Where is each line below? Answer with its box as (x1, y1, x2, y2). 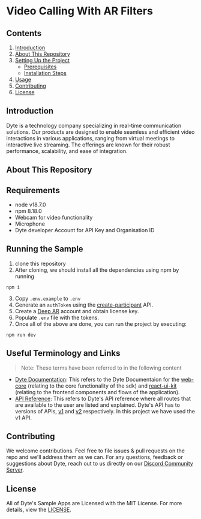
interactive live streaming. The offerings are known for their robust (6, 141, 170, 148)
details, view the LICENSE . (6, 506, 72, 514)
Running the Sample (6, 244, 83, 254)
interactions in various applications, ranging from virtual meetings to (6, 134, 175, 142)
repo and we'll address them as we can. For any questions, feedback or (6, 454, 183, 461)
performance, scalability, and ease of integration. (6, 147, 128, 154)
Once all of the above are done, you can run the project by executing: (14, 320, 187, 328)
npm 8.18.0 (14, 208, 42, 215)
